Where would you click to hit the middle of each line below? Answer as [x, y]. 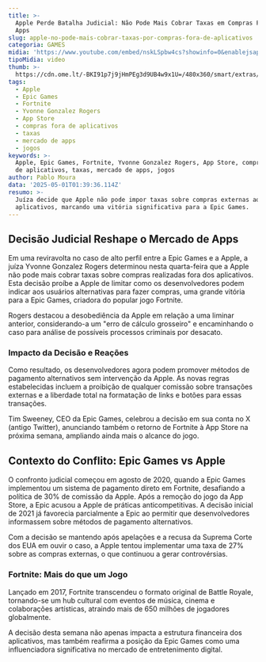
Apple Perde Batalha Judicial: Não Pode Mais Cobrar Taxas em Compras [134, 23]
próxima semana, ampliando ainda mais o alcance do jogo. [104, 436]
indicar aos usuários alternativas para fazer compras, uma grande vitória [127, 292]
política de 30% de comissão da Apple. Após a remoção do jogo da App [126, 496]
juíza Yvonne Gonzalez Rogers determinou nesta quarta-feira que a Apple [129, 267]
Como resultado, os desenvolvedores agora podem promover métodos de [129, 370]
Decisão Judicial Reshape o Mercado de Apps [123, 239]
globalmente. [30, 617]
